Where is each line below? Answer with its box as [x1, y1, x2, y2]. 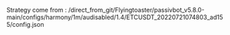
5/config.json [6, 21, 44, 28]
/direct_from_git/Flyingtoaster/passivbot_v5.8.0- [68, 6, 205, 14]
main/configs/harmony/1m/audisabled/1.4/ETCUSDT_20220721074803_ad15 [6, 13, 224, 21]
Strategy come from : [6, 6, 67, 14]
